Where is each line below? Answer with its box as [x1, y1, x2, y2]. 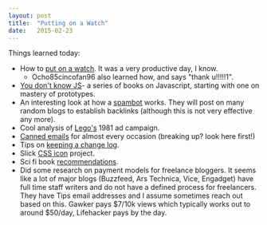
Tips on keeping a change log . [19, 140, 120, 150]
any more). [19, 115, 56, 124]
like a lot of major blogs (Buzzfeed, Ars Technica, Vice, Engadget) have [19, 174, 253, 184]
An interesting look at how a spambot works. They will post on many [19, 97, 245, 108]
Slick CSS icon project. [19, 148, 96, 158]
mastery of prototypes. [19, 89, 96, 99]
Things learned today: [8, 49, 80, 58]
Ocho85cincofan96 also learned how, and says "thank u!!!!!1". [31, 73, 234, 82]
